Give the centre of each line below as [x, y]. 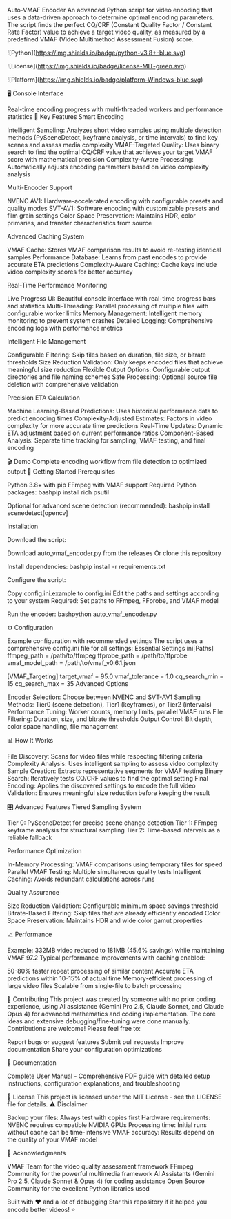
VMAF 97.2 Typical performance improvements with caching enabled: [106, 958]
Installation [23, 526]
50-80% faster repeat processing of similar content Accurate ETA [101, 971]
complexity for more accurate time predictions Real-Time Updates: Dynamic [115, 426]
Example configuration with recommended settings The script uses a [105, 641]
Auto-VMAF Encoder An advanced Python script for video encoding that [110, 10]
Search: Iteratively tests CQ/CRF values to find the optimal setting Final [108, 778]
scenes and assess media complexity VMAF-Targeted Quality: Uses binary [113, 145]
